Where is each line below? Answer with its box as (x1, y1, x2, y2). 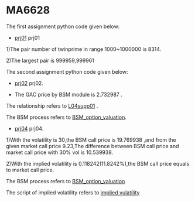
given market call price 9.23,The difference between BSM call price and (6, 142, 179, 149)
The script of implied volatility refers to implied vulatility (6, 189, 140, 196)
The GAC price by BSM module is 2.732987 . (14, 91, 123, 98)
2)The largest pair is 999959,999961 (6, 57, 95, 64)
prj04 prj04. (14, 125, 44, 132)
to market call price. (6, 166, 54, 173)
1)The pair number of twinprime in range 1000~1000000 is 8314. (6, 45, 162, 53)
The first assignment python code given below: (6, 23, 120, 30)
